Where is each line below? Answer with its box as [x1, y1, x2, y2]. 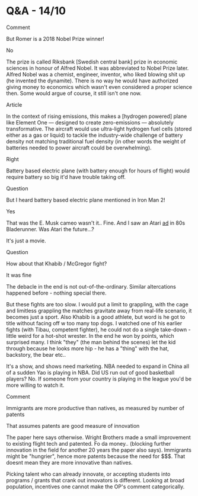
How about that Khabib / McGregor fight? [6, 260, 107, 267]
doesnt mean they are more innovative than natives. [6, 459, 133, 466]
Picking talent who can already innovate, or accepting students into [6, 470, 171, 478]
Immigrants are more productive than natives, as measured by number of [6, 404, 185, 411]
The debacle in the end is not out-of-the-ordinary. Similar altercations [6, 283, 176, 290]
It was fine [6, 271, 32, 279]
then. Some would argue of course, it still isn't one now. [6, 89, 142, 97]
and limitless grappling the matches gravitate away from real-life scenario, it [6, 307, 192, 314]
